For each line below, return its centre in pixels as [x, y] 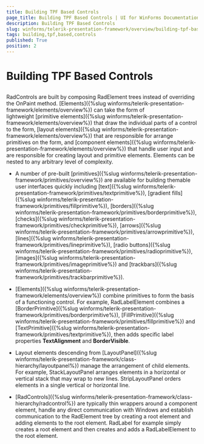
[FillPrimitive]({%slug [148, 315]
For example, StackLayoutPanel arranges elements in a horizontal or [100, 372]
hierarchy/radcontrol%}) [45, 404]
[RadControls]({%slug [42, 397]
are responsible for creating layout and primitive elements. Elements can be [101, 156]
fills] [178, 193]
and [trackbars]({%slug [148, 264]
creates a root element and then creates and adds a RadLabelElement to [105, 429]
